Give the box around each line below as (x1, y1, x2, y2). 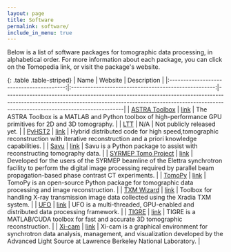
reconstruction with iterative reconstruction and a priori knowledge (7, 135, 197, 143)
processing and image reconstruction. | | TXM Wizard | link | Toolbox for (7, 186, 212, 194)
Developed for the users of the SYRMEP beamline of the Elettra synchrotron (7, 156, 223, 165)
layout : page (7, 10, 45, 17)
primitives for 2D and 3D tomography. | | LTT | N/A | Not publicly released (7, 120, 216, 128)
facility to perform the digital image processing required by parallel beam (7, 164, 214, 172)
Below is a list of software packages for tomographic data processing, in (7, 48, 213, 56)
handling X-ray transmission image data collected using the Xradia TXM (7, 193, 212, 202)
